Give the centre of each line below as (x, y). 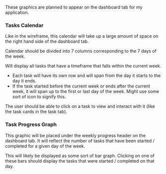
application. (17, 12)
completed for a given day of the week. (45, 146)
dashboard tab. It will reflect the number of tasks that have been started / (80, 141)
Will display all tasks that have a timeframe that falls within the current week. (83, 66)
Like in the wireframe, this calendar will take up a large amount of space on (82, 36)
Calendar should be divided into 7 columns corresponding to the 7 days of (81, 51)
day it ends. (24, 81)
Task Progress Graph (31, 125)
